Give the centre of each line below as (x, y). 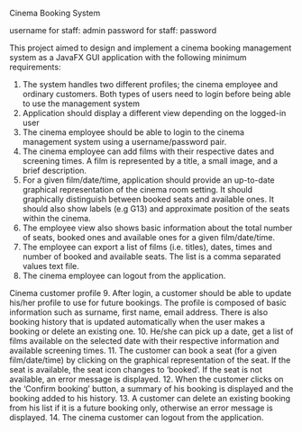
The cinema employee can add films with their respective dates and (148, 151)
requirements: (35, 67)
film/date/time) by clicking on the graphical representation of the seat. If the (150, 360)
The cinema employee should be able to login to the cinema (133, 132)
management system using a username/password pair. (124, 142)
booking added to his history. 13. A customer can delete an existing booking (150, 398)
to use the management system (81, 103)
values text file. (50, 266)
